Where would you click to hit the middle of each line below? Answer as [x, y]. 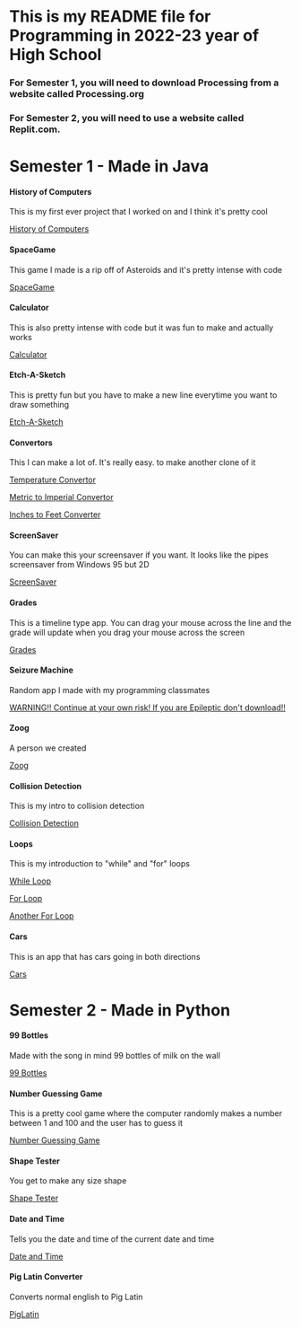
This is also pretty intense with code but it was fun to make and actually [141, 327]
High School [56, 55]
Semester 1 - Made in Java [109, 167]
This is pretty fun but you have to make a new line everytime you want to [143, 395]
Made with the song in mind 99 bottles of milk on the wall [115, 1056]
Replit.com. [35, 129]
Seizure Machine [42, 670]
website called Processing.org [77, 94]
